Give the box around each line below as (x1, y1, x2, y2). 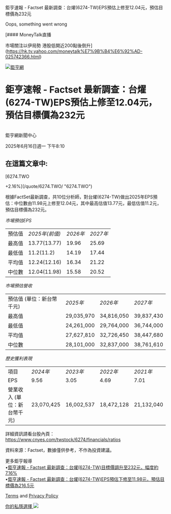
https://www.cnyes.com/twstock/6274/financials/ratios (5, 436, 121, 442)
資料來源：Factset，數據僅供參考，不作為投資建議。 (5, 447, 115, 453)
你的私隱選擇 (5, 503, 32, 509)
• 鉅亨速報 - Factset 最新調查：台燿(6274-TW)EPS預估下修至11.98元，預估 (5, 476, 160, 482)
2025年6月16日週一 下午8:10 (5, 143, 65, 149)
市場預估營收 (5, 283, 32, 289)
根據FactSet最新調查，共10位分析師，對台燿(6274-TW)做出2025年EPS (5, 194, 154, 200)
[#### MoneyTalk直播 (5, 32, 52, 37)
